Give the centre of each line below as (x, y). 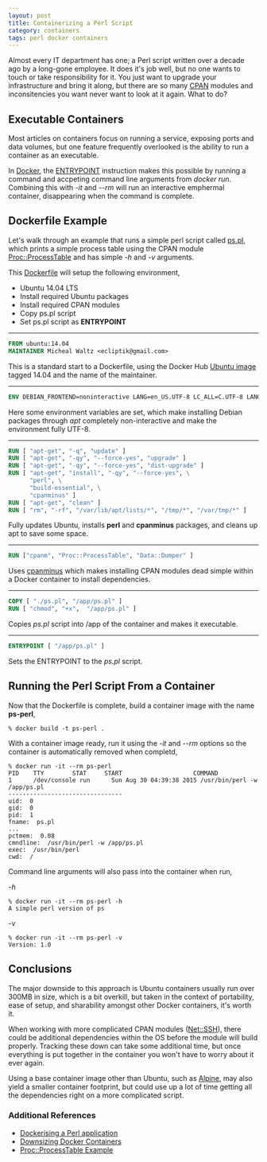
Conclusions (40, 969)
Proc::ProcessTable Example (66, 1149)
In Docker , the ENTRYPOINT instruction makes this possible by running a (127, 171)
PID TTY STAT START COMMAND (113, 773)
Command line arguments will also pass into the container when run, (120, 871)
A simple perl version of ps (56, 908)
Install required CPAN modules (70, 305)
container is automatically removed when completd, (93, 752)
